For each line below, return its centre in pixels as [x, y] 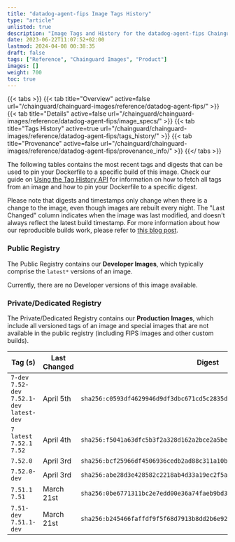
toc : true [22, 79]
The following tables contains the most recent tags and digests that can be [115, 165]
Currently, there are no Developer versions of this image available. [102, 285]
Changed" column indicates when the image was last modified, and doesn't [116, 215]
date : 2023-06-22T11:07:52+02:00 [56, 40]
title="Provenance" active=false [53, 144]
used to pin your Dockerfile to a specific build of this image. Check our [109, 172]
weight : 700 [24, 72]
